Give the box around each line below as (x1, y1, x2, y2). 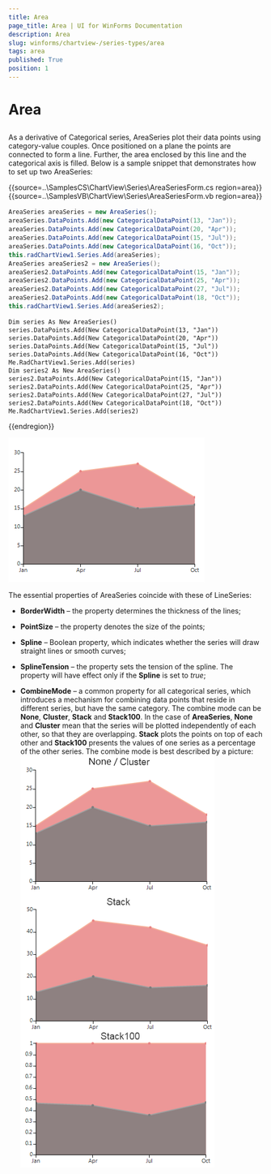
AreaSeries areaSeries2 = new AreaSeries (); (8, 260, 161, 268)
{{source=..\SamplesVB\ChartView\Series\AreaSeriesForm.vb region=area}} (8, 191, 263, 201)
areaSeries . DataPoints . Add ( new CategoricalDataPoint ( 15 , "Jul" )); (8, 234, 237, 243)
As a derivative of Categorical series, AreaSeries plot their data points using (8, 132, 261, 142)
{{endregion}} (8, 421, 55, 431)
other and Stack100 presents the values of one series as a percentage (19, 738, 256, 747)
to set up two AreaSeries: (8, 167, 93, 177)
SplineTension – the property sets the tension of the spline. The (19, 661, 233, 671)
